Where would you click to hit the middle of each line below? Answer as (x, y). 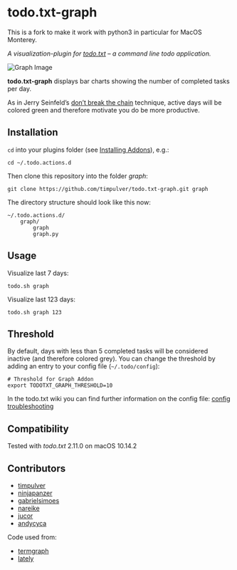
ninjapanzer (35, 493)
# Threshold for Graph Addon (51, 379)
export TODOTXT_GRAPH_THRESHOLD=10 (60, 385)
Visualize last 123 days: (42, 299)
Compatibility (38, 429)
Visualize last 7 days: (38, 273)
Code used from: (32, 537)
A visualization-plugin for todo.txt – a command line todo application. (109, 53)
